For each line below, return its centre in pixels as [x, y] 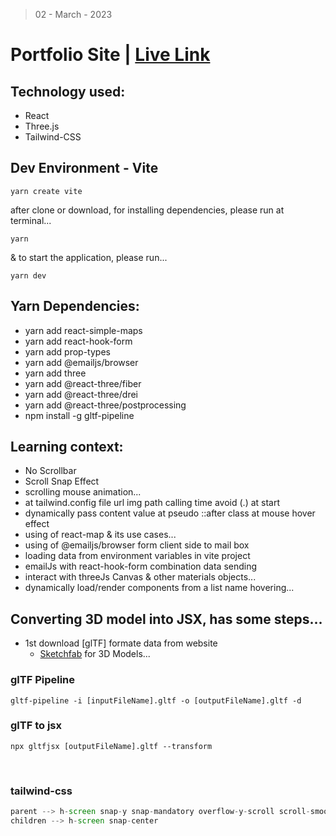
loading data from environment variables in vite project [137, 556]
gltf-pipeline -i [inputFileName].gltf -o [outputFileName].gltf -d [156, 700]
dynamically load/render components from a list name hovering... [159, 588]
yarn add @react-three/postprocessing [105, 405]
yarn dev [28, 275]
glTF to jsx [36, 726]
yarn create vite [46, 191]
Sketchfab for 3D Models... [95, 654]
